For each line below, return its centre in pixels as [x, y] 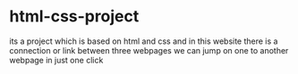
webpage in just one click [56, 60]
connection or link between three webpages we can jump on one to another [149, 50]
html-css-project [74, 16]
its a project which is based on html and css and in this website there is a [144, 41]
